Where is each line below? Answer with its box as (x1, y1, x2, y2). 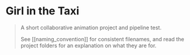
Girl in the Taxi (5, 4, 80, 18)
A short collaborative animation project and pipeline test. (20, 24, 162, 31)
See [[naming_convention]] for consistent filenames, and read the (20, 35, 185, 42)
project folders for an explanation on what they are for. (20, 42, 157, 49)
